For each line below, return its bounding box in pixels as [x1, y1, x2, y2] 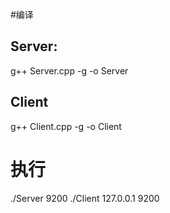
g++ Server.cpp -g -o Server [10, 64, 129, 77]
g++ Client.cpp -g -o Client [10, 120, 122, 132]
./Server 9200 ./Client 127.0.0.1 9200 [10, 192, 160, 204]
